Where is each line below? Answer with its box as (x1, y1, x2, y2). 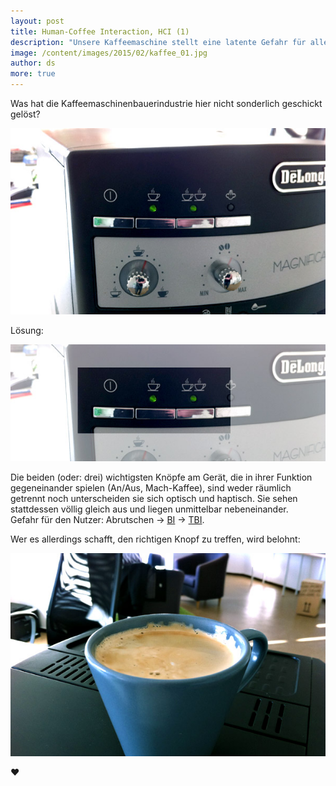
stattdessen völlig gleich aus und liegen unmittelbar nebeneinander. (10, 503, 289, 515)
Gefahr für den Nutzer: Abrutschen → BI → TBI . (10, 513, 205, 525)
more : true (10, 69, 56, 79)
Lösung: (10, 325, 44, 337)
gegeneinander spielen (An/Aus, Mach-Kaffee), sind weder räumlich (10, 481, 292, 494)
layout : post (10, 16, 65, 26)
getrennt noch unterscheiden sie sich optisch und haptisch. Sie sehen (10, 492, 298, 504)
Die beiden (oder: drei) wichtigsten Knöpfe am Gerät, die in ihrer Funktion (10, 471, 313, 483)
